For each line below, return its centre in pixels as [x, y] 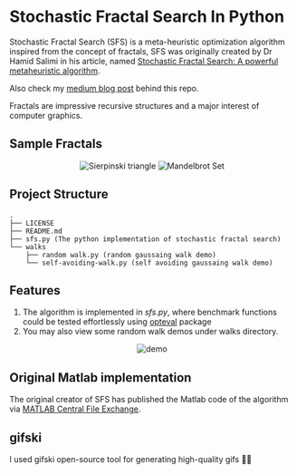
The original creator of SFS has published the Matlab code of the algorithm [149, 400]
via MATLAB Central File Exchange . [75, 409]
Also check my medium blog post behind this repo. [104, 88]
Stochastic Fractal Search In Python [147, 17]
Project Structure [59, 194]
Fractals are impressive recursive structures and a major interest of [134, 105]
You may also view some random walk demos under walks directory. [150, 332]
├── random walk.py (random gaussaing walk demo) [121, 255]
